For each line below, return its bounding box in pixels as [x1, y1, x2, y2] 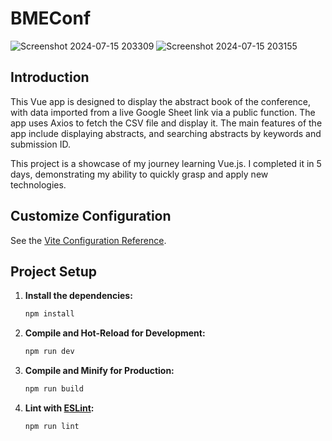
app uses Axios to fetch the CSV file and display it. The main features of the [10, 117, 323, 129]
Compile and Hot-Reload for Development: [24, 327, 206, 339]
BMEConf [10, 7, 92, 30]
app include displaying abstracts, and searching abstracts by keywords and [10, 127, 322, 139]
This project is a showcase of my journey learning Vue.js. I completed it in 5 [10, 157, 322, 169]
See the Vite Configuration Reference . [10, 234, 167, 246]
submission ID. [10, 138, 71, 150]
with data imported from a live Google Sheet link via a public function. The [10, 106, 316, 118]
